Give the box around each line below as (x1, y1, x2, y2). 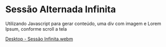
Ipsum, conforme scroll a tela (5, 26, 67, 32)
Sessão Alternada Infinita (5, 4, 116, 15)
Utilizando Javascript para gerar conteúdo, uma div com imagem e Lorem (5, 20, 161, 27)
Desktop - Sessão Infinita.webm (5, 36, 73, 42)
